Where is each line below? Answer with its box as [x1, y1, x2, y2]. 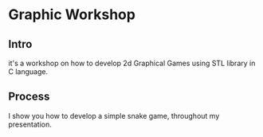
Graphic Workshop [8, 6, 135, 24]
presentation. [8, 119, 52, 129]
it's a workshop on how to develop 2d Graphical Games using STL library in [8, 58, 256, 68]
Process [8, 90, 50, 104]
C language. [8, 67, 49, 76]
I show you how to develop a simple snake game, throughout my [8, 111, 220, 120]
